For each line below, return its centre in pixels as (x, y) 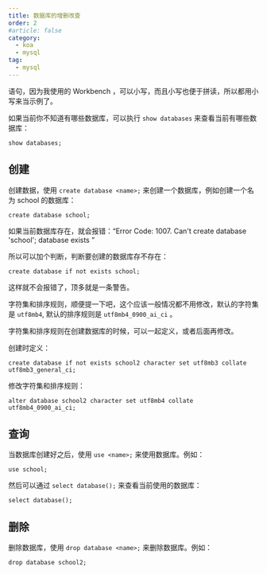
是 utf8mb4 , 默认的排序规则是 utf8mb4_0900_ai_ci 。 (93, 314)
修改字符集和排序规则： (46, 385)
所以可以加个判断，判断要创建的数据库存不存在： (88, 256)
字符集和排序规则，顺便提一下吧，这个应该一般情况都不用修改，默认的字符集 (133, 304)
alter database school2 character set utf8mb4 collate (101, 400)
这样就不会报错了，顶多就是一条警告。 (71, 287)
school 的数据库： (46, 200)
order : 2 (23, 23)
